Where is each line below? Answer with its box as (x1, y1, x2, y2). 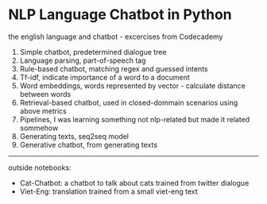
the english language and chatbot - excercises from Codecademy (8, 32, 223, 41)
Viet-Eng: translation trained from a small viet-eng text (19, 187, 199, 196)
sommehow (19, 123, 59, 133)
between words (19, 89, 72, 98)
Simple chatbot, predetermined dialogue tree (19, 47, 167, 56)
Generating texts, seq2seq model (19, 131, 130, 140)
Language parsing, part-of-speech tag (19, 56, 146, 65)
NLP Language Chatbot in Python (8, 6, 232, 24)
